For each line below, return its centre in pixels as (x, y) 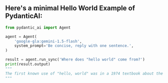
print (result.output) (28, 64)
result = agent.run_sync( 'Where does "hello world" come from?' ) (75, 59)
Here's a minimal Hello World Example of (70, 8)
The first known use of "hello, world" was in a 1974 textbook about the (84, 73)
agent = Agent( (21, 36)
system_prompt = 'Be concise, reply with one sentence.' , (74, 46)
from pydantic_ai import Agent (38, 27)
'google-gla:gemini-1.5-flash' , (48, 41)
